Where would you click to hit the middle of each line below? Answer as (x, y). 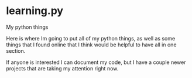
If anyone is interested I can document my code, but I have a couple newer (96, 62)
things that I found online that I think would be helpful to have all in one (91, 45)
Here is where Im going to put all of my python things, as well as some (91, 38)
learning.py (35, 11)
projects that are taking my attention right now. (62, 68)
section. (16, 50)
